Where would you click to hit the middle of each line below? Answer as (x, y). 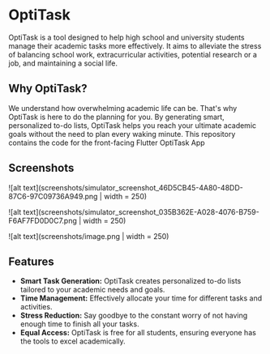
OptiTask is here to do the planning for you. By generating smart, (116, 117)
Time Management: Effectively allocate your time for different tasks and (141, 298)
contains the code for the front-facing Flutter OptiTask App (107, 143)
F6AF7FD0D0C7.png (43, 220)
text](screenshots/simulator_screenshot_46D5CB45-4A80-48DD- (133, 187)
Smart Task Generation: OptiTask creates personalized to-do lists (131, 281)
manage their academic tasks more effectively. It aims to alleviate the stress (135, 45)
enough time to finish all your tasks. (79, 324)
